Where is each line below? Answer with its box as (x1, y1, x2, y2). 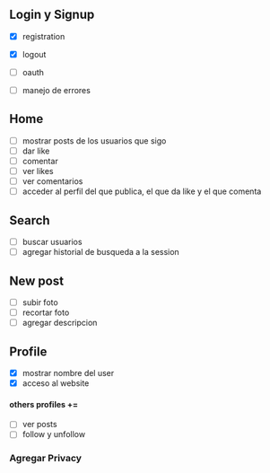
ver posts (22, 419, 57, 430)
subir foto (22, 297, 58, 308)
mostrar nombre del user (22, 368, 115, 378)
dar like (22, 145, 50, 156)
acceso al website (22, 378, 90, 389)
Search (9, 213, 51, 228)
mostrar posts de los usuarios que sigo (22, 135, 167, 146)
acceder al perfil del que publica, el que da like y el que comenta (22, 186, 262, 197)
